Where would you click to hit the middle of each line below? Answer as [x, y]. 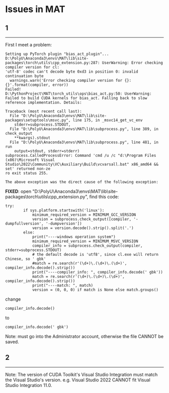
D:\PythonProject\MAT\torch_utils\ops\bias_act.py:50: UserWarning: [78, 94]
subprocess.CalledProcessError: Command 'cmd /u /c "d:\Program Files [81, 155]
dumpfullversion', [24, 223]
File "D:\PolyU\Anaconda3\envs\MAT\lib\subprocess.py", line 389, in [84, 129]
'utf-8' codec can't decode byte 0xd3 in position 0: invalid [72, 72]
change [13, 299]
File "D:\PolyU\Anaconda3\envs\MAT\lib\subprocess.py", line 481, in [84, 142]
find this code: [104, 197]
